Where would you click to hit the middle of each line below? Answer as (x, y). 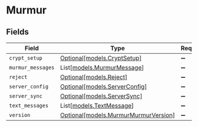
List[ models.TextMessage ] (97, 106)
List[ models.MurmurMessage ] (102, 68)
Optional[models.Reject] (94, 77)
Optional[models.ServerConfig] (103, 87)
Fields (18, 32)
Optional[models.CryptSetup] (101, 58)
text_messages (29, 106)
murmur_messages (32, 68)
